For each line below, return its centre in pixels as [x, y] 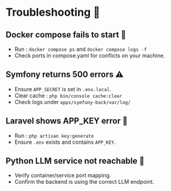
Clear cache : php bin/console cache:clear [68, 95]
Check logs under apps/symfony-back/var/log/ [73, 102]
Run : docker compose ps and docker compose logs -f [81, 49]
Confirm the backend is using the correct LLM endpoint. [84, 182]
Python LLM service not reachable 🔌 [75, 161]
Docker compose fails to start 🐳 [66, 35]
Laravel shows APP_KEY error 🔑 [67, 121]
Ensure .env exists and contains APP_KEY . [65, 142]
